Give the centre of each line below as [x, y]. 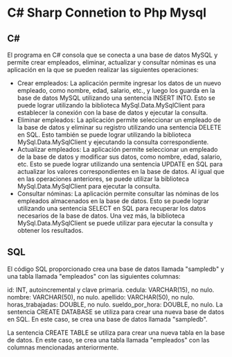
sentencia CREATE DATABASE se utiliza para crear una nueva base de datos [116, 312]
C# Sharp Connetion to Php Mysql [107, 13]
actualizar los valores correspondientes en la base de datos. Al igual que [121, 172]
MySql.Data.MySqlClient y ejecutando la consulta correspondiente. [113, 142]
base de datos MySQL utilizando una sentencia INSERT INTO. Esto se [116, 98]
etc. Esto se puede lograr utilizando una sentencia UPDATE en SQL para [120, 164]
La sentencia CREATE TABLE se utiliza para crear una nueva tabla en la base [116, 332]
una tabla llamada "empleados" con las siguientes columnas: [94, 276]
